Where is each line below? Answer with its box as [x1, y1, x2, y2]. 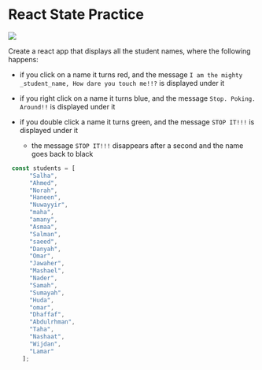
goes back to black [31, 149, 94, 158]
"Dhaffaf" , [28, 311, 65, 319]
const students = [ [11, 164, 76, 172]
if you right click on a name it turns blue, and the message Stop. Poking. [19, 93, 256, 103]
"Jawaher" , [28, 260, 65, 268]
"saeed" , [28, 238, 58, 246]
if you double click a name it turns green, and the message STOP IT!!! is [19, 117, 255, 127]
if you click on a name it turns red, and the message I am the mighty [19, 69, 243, 80]
